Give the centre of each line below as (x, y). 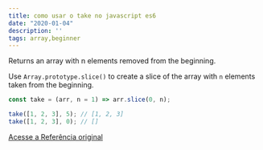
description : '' (35, 30)
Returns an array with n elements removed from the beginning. (112, 61)
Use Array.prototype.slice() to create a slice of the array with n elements (132, 76)
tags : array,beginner (45, 38)
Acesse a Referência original (55, 136)
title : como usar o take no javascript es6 (82, 16)
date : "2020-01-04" (41, 23)
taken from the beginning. (51, 85)
